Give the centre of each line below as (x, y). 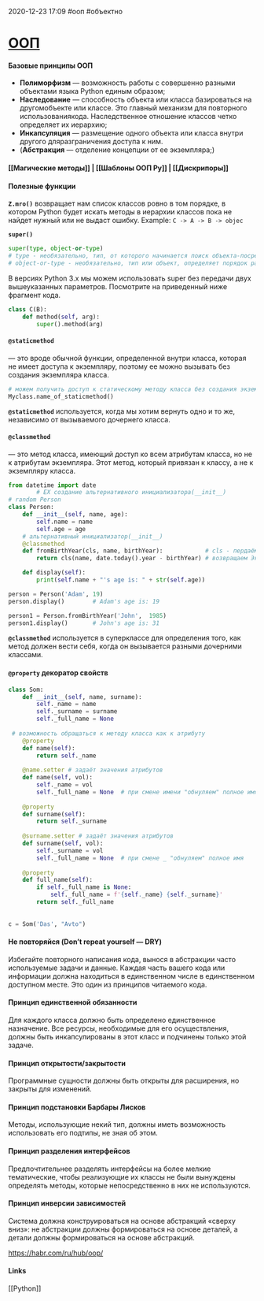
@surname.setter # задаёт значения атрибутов (98, 836)
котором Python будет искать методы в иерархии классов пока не (120, 212)
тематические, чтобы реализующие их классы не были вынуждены (122, 1176)
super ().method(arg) (70, 324)
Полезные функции (42, 186)
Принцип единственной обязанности (73, 1002)
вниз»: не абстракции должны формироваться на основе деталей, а (123, 1229)
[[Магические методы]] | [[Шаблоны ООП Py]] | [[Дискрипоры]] (119, 168)
